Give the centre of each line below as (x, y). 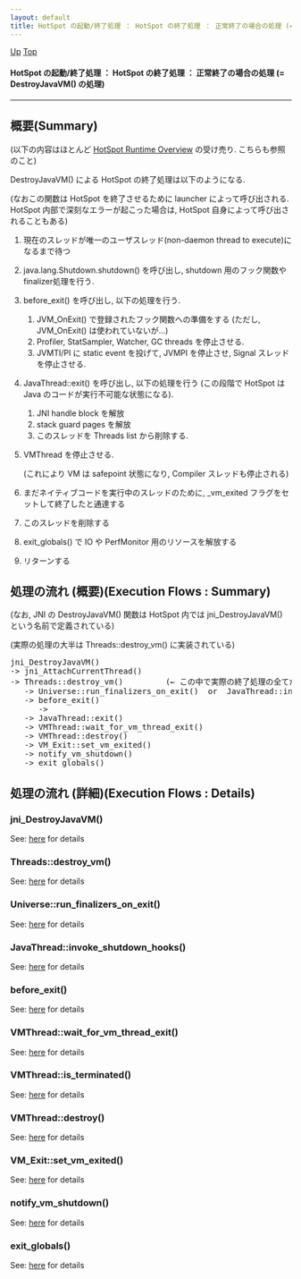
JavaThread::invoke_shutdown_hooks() (98, 947)
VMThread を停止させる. (68, 454)
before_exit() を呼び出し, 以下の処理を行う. (102, 300)
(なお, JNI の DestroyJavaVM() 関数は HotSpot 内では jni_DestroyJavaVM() (146, 614)
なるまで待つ (46, 250)
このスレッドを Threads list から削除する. (112, 436)
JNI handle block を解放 (80, 413)
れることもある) (39, 221)
